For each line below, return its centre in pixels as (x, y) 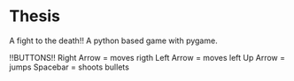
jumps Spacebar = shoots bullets (70, 67)
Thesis (35, 16)
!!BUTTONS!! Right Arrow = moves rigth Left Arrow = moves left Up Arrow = (147, 57)
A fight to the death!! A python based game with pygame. (114, 40)
